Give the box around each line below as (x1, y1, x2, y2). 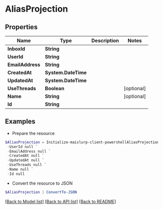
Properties (5, 23, 38, 31)
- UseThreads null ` (7, 162, 47, 168)
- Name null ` (7, 167, 34, 172)
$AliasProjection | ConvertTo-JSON (5, 190, 77, 194)
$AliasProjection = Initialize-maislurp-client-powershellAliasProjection (5, 140, 160, 145)
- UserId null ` (7, 144, 38, 149)
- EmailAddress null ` (7, 149, 51, 154)
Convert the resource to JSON (12, 180, 73, 186)
